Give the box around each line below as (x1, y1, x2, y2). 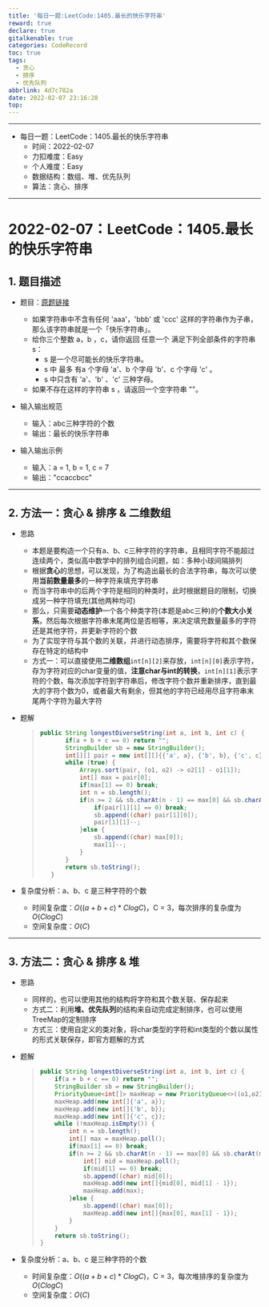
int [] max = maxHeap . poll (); (68, 1135, 167, 1143)
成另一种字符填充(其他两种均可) (31, 595, 136, 605)
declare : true (8, 26, 56, 34)
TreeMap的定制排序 (31, 1015, 98, 1024)
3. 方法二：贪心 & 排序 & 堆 (8, 954, 140, 968)
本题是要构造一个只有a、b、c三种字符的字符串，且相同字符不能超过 (31, 546, 255, 555)
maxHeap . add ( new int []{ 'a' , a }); (54, 1097, 167, 1106)
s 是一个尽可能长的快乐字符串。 (43, 354, 148, 365)
